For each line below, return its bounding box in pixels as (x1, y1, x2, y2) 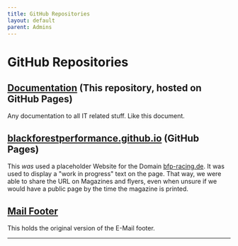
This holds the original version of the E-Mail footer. (7, 224, 156, 232)
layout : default (7, 17, 55, 24)
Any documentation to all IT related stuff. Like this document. (7, 112, 186, 120)
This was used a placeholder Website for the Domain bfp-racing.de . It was (7, 162, 225, 170)
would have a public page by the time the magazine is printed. (7, 184, 189, 193)
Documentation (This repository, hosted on (7, 82, 202, 94)
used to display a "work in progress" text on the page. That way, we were (7, 170, 222, 178)
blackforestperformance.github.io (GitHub (7, 132, 200, 144)
